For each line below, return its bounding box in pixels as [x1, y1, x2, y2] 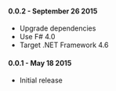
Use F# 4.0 [19, 32, 56, 42]
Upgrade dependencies [19, 24, 96, 33]
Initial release [19, 75, 63, 86]
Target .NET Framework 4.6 [19, 40, 109, 50]
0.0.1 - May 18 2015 [8, 58, 72, 67]
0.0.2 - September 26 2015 [8, 6, 98, 16]
